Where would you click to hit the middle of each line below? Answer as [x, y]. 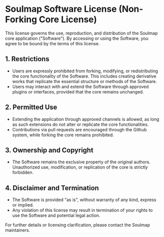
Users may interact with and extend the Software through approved [80, 87]
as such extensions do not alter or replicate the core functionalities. [80, 124]
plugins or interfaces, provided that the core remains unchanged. [78, 91]
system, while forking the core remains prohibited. [63, 135]
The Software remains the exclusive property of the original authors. [81, 162]
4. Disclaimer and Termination [52, 188]
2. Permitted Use [31, 107]
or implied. [23, 205]
